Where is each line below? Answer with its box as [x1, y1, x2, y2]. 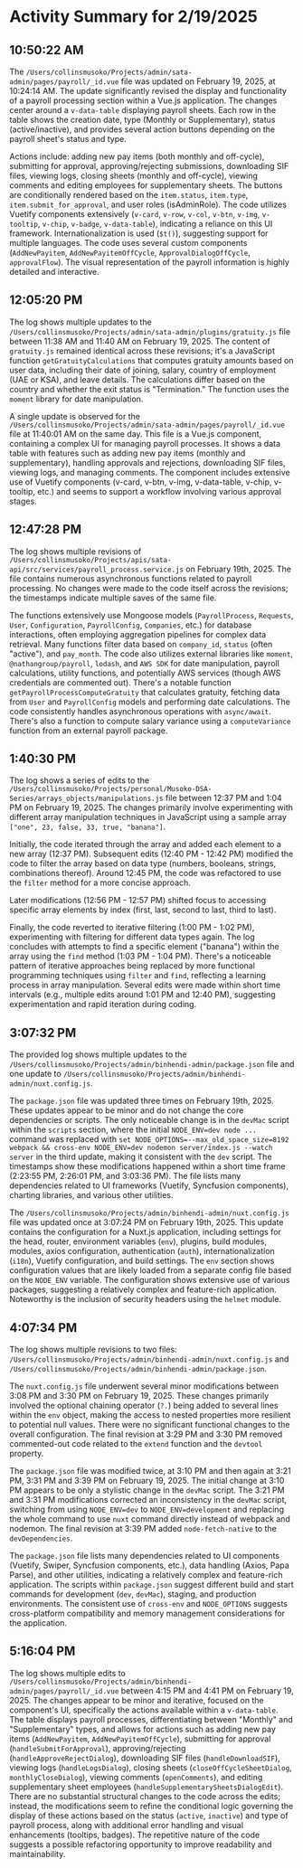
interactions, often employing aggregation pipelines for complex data [9, 628, 267, 639]
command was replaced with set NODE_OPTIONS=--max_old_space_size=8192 [9, 1134, 289, 1145]
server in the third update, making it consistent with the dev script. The [9, 1151, 273, 1163]
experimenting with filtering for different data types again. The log [9, 931, 255, 942]
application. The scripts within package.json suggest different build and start [9, 1580, 294, 1590]
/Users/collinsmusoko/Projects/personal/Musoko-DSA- [9, 785, 213, 794]
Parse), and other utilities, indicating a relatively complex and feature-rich [9, 1570, 283, 1580]
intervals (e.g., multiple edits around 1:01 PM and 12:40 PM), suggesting [9, 989, 276, 1000]
